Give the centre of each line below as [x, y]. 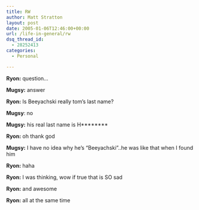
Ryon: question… [27, 78]
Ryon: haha [20, 165]
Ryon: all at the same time [38, 200]
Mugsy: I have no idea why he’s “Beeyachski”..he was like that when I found [100, 147]
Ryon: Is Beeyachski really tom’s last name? [60, 101]
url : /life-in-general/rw [38, 34]
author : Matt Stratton [34, 17]
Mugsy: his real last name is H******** [57, 124]
